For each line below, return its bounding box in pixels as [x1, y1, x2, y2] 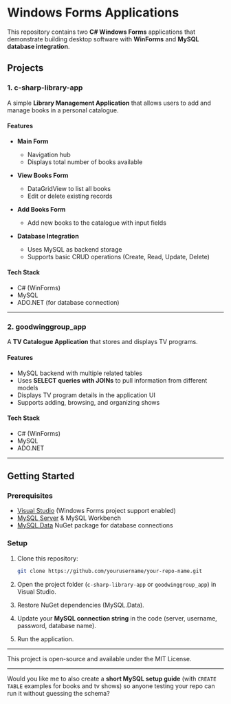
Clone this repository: [16, 554, 78, 563]
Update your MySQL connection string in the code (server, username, [16, 614, 218, 622]
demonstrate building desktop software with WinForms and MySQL [7, 34, 199, 43]
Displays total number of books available [27, 157, 143, 166]
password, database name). [16, 621, 96, 630]
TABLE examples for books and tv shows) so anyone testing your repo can [7, 681, 215, 690]
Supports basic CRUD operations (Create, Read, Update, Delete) [27, 252, 210, 261]
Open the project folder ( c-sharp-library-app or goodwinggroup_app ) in [16, 580, 217, 588]
